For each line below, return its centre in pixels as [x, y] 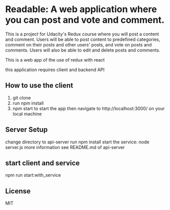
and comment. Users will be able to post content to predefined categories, [83, 39]
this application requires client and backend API [55, 70]
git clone [22, 97]
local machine [27, 114]
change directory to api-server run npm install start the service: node [77, 142]
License [18, 191]
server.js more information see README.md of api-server [65, 147]
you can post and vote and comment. [85, 20]
